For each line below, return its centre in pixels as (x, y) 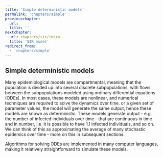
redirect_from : (21, 46)
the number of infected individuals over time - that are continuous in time (79, 119)
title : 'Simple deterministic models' (45, 10)
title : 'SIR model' (29, 42)
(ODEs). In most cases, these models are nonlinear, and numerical (72, 98)
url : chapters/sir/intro (35, 37)
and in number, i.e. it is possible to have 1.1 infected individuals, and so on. (80, 124)
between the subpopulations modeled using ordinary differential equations (80, 93)
